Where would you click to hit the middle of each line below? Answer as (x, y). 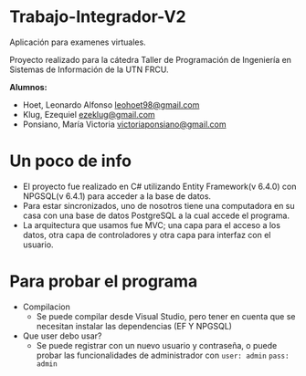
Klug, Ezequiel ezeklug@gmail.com (89, 114)
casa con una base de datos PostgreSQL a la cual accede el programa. (156, 215)
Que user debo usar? (62, 336)
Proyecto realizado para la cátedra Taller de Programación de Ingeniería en (151, 59)
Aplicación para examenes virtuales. (78, 42)
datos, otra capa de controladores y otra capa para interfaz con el (147, 235)
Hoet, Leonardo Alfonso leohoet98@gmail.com (111, 104)
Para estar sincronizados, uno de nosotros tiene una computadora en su (158, 205)
